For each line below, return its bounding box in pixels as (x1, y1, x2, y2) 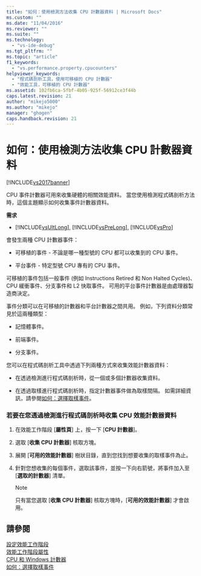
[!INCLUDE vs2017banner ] (6, 179, 71, 186)
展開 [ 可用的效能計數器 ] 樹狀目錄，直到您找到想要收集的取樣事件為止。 (14, 452, 191, 459)
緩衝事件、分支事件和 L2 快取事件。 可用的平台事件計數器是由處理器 (19, 282, 188, 290)
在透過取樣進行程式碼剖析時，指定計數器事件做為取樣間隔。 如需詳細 (14, 387, 186, 394)
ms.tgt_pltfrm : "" (6, 48, 53, 54)
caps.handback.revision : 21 (6, 115, 77, 121)
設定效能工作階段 (6, 541, 49, 548)
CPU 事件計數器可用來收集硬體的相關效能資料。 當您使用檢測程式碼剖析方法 (6, 191, 195, 199)
